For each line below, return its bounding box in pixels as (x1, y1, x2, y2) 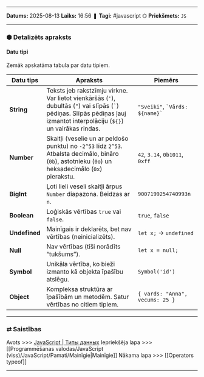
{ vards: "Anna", (137, 291, 188, 297)
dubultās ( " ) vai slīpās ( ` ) (46, 102, 120, 110)
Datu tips (11, 76, 38, 85)
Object (9, 293, 29, 301)
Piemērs (154, 76, 179, 85)
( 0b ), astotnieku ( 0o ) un (46, 157, 112, 166)
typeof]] (6, 358, 27, 365)
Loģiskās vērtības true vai (46, 208, 121, 216)
